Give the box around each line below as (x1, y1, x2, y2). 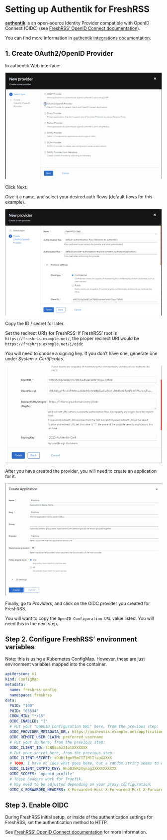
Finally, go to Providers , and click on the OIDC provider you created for (5, 600, 150, 606)
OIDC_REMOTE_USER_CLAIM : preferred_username (9, 734, 103, 739)
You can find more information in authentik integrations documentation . (5, 35, 152, 41)
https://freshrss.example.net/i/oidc (5, 341, 83, 347)
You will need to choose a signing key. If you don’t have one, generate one (5, 350, 158, 356)
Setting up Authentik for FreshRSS (5, 3, 150, 15)
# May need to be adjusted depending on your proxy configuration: (9, 782, 153, 787)
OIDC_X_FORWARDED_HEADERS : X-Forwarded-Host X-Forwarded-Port (9, 787, 141, 792)
